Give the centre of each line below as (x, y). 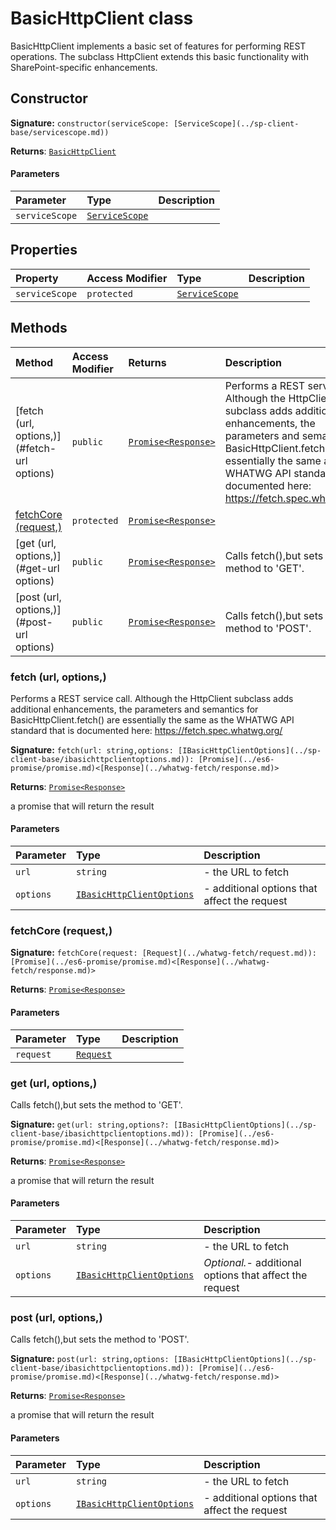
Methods (39, 328)
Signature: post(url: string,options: (90, 1359)
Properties (44, 250)
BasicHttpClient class (102, 18)
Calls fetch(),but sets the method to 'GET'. (96, 1104)
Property (37, 278)
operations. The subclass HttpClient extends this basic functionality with (159, 56)
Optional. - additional (252, 1263)
